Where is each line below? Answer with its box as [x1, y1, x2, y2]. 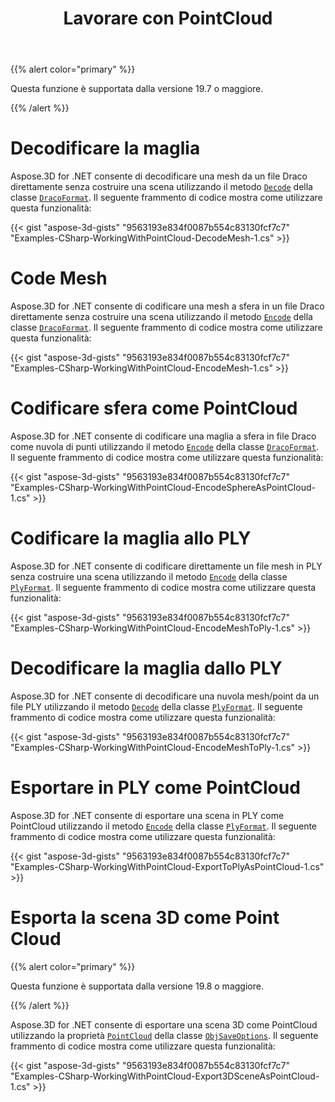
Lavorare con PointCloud [63, 7, 273, 30]
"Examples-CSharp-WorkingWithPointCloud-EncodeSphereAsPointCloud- [10, 482, 316, 493]
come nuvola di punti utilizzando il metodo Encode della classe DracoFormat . [10, 441, 319, 452]
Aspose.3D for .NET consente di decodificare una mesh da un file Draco [10, 170, 308, 182]
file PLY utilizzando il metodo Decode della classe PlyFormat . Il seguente [10, 700, 303, 712]
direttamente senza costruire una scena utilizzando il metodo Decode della [10, 181, 313, 193]
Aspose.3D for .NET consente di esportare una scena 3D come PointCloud [10, 1018, 318, 1031]
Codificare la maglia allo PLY [10, 527, 252, 550]
